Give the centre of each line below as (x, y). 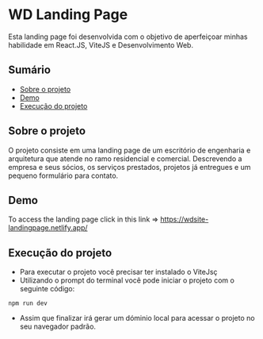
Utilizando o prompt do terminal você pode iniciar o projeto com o (127, 280)
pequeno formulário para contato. (63, 175)
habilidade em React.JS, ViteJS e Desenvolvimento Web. (101, 44)
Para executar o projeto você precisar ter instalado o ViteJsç (118, 272)
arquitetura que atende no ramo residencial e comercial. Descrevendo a (125, 158)
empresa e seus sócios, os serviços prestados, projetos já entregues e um (130, 167)
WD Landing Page (68, 15)
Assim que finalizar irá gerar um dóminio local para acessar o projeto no (137, 318)
